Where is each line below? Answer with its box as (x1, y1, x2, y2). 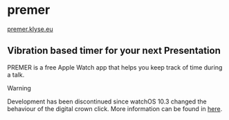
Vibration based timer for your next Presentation (7, 45, 221, 57)
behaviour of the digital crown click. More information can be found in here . (7, 104, 223, 112)
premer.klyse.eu (7, 25, 53, 33)
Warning (7, 83, 31, 92)
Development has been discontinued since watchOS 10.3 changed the (7, 97, 208, 106)
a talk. (7, 70, 25, 79)
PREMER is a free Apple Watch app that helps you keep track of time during (7, 63, 223, 71)
